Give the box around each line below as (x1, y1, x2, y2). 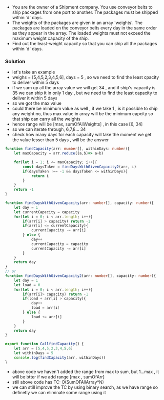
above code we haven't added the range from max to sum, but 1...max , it (12, 369, 159, 375)
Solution (5, 58, 26, 65)
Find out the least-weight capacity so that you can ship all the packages (12, 41, 157, 46)
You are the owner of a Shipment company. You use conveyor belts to (12, 4, 153, 10)
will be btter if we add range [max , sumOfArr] (12, 374, 105, 379)
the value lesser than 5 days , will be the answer (12, 137, 109, 143)
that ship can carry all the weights (12, 116, 81, 122)
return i (31, 174, 49, 178)
